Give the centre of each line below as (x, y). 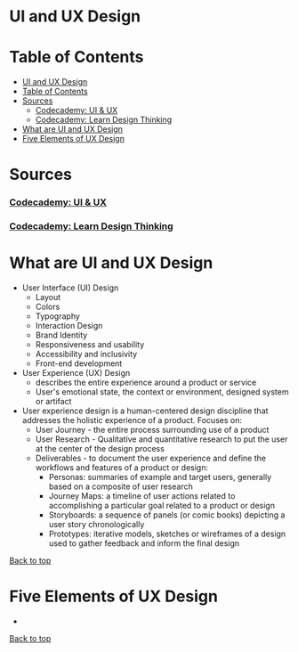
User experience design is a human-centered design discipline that (145, 411)
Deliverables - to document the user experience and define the (151, 458)
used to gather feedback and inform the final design (144, 543)
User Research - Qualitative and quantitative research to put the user (161, 439)
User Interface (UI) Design (70, 288)
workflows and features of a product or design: (122, 468)
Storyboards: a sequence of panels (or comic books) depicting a (167, 515)
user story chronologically (97, 525)
